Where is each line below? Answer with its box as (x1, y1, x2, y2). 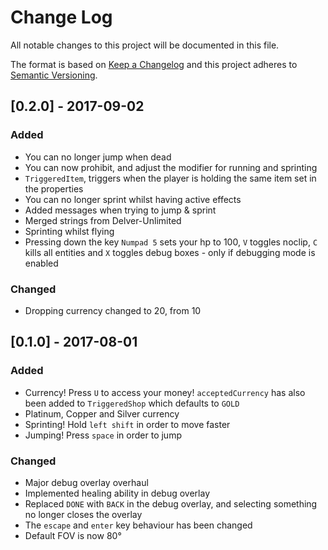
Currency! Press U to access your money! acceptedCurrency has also (24, 386, 306, 398)
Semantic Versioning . (10, 69, 98, 81)
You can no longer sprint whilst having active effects (24, 193, 242, 205)
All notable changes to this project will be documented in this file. (10, 39, 280, 51)
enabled (24, 257, 59, 269)
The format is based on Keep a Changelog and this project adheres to (10, 58, 298, 70)
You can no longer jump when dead (24, 151, 172, 163)
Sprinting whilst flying (24, 225, 115, 237)
